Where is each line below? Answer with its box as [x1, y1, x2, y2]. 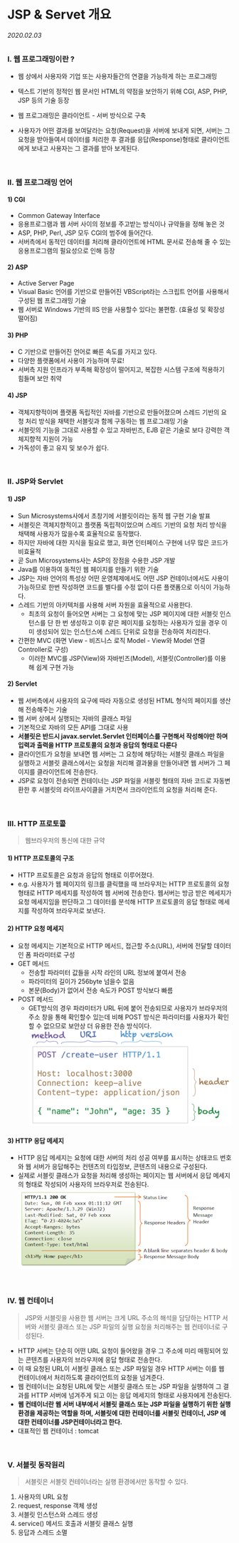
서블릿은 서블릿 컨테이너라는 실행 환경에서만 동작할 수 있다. [24, 1477, 188, 1485]
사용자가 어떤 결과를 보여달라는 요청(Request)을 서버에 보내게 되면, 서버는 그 [17, 126, 230, 135]
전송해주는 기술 [25, 705, 68, 713]
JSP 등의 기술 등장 [17, 95, 70, 104]
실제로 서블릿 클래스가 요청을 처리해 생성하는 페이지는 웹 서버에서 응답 [17, 1171, 212, 1180]
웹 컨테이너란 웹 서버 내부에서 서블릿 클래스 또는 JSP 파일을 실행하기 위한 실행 [17, 1400, 231, 1408]
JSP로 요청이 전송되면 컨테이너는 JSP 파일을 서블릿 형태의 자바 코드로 [17, 776, 212, 785]
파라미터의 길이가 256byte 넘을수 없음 [28, 977, 135, 985]
